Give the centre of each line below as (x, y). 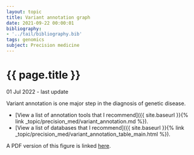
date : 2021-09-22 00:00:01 (40, 23)
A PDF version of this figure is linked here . (59, 145)
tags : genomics (25, 40)
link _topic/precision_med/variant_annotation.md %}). (82, 121)
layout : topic (24, 12)
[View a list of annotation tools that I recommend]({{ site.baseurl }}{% (102, 115)
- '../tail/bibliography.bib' (44, 34)
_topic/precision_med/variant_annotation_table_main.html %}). (93, 134)
